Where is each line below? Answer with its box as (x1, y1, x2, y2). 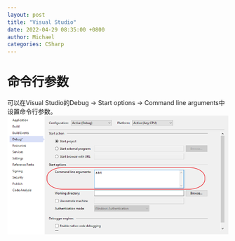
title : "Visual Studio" (7, 18, 77, 26)
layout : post (7, 11, 46, 18)
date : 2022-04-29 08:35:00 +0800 (7, 26, 105, 33)
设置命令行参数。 (7, 107, 57, 116)
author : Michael (7, 34, 55, 41)
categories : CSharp (7, 41, 65, 48)
